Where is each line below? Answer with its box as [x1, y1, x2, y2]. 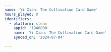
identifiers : [4, 16, 32, 21]
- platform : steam [9, 21, 48, 26]
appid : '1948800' [13, 26, 50, 31]
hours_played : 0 [4, 12, 38, 17]
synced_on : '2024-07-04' [13, 35, 65, 40]
